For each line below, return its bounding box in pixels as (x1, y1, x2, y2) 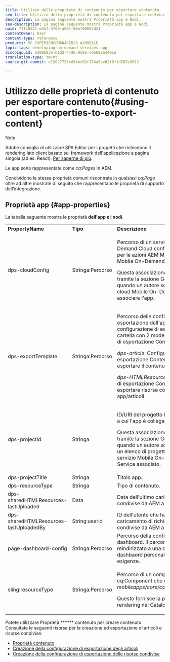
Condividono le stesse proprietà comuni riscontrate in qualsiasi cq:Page (5, 175, 155, 181)
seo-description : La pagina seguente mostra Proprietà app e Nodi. (5, 21, 151, 27)
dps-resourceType (8, 482, 53, 489)
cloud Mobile (117, 288, 148, 295)
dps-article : (117, 350, 146, 357)
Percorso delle (117, 313, 152, 320)
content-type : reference (5, 36, 58, 41)
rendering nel (117, 602, 149, 608)
